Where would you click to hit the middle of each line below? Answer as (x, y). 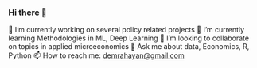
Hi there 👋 (28, 13)
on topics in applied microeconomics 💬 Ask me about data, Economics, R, (129, 47)
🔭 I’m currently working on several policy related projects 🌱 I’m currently (127, 30)
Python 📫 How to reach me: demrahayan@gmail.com (96, 55)
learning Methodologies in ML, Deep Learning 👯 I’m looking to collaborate (128, 38)
